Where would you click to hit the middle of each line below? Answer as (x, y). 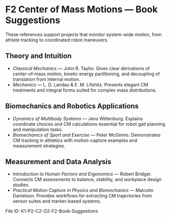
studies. (21, 185)
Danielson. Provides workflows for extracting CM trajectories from (82, 196)
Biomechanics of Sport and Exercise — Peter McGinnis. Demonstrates (87, 135)
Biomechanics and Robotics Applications (72, 106)
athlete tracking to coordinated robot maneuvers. (57, 40)
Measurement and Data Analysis (58, 161)
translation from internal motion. (46, 79)
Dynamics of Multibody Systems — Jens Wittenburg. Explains (78, 118)
